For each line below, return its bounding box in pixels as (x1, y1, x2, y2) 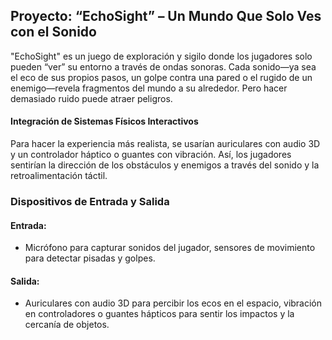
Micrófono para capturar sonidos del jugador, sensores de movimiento (24, 242, 316, 254)
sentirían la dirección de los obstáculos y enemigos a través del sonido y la (10, 159, 320, 171)
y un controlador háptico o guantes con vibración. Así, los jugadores (10, 149, 292, 161)
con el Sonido (10, 24, 97, 41)
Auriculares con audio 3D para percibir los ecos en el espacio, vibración (24, 297, 323, 309)
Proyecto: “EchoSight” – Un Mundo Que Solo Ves (10, 8, 322, 25)
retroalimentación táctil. (10, 170, 108, 182)
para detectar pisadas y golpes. (24, 252, 156, 264)
